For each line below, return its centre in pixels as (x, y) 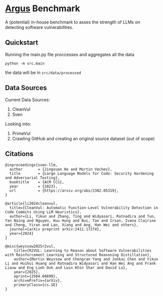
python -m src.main (25, 63)
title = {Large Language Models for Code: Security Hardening (81, 174)
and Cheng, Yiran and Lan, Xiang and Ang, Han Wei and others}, (72, 225)
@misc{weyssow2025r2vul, (30, 247)
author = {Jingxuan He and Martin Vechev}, (61, 169)
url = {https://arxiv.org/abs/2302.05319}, (64, 191)
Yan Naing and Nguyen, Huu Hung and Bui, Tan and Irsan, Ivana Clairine (81, 221)
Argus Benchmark (43, 9)
